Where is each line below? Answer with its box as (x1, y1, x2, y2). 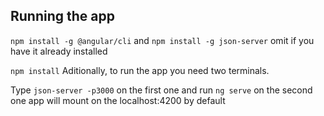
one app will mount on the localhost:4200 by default (10, 94, 226, 106)
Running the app (10, 8, 115, 25)
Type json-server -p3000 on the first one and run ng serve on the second (10, 84, 313, 96)
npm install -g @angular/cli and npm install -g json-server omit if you (10, 34, 315, 46)
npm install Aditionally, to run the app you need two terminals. (10, 64, 270, 76)
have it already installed (10, 45, 108, 57)
